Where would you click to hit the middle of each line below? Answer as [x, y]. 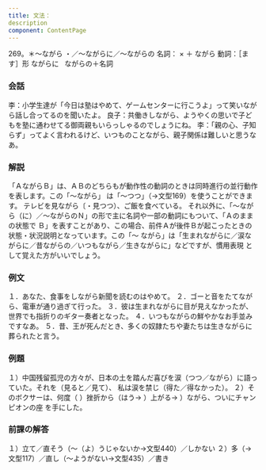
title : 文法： [30, 15]
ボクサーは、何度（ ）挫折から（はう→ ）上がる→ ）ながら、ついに [125, 397]
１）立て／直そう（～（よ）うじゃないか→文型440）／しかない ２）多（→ [130, 448]
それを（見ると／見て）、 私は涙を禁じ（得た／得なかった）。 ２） [141, 387]
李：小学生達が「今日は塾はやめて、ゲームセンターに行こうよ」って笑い [126, 105]
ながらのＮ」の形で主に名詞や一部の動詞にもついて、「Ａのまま [152, 216]
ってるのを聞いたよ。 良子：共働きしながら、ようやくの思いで [137, 115]
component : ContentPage [47, 30]
